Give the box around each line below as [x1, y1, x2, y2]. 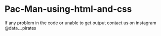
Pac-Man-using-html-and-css [4, 3, 132, 15]
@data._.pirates [4, 25, 37, 31]
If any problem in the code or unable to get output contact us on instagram [4, 20, 157, 26]
